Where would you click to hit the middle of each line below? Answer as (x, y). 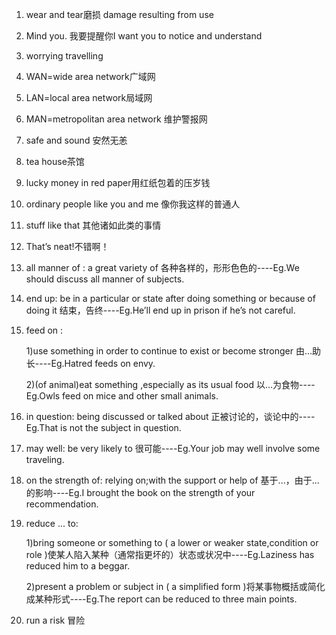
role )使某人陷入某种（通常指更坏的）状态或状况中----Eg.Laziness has (170, 554)
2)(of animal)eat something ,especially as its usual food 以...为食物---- (170, 384)
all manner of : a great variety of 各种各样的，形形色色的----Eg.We (162, 267)
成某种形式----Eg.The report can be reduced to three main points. (161, 599)
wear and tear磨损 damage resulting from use (119, 14)
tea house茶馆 (55, 161)
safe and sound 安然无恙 (76, 140)
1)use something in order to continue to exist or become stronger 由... (169, 351)
